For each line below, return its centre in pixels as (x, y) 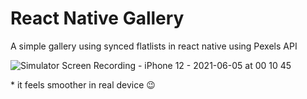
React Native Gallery (97, 18)
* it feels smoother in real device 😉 (83, 84)
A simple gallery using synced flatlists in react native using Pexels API (154, 46)
